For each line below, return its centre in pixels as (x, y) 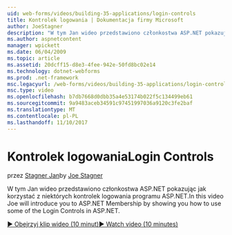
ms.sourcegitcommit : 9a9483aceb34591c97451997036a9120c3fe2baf (100, 103)
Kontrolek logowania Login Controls (110, 156)
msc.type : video (30, 90)
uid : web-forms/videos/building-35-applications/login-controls (101, 13)
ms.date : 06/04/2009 (37, 52)
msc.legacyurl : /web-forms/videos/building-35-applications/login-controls (118, 84)
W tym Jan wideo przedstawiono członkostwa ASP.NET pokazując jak (107, 189)
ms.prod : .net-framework (43, 78)
